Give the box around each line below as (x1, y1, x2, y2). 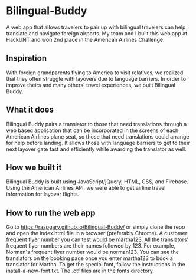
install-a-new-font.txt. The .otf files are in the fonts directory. (6, 267, 155, 275)
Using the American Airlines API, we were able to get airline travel (6, 185, 166, 192)
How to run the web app (6, 207, 96, 218)
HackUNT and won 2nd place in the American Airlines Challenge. (6, 36, 165, 43)
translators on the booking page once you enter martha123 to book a (6, 255, 173, 262)
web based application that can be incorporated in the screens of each (6, 127, 179, 134)
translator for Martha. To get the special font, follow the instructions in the (6, 261, 186, 268)
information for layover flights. (6, 190, 80, 198)
